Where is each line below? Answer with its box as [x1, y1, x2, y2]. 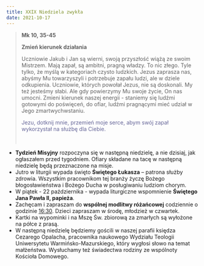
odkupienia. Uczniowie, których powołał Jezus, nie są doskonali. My [21, 81, 193, 88]
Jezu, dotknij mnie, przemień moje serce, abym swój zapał [21, 118, 169, 126]
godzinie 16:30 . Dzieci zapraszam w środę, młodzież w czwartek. [15, 207, 180, 214]
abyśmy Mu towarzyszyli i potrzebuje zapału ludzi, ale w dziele [21, 74, 180, 82]
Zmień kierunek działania [21, 43, 87, 51]
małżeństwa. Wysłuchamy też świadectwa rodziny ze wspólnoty [15, 246, 178, 253]
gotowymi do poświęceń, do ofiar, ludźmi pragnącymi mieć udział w [21, 100, 192, 107]
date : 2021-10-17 [6, 15, 51, 21]
